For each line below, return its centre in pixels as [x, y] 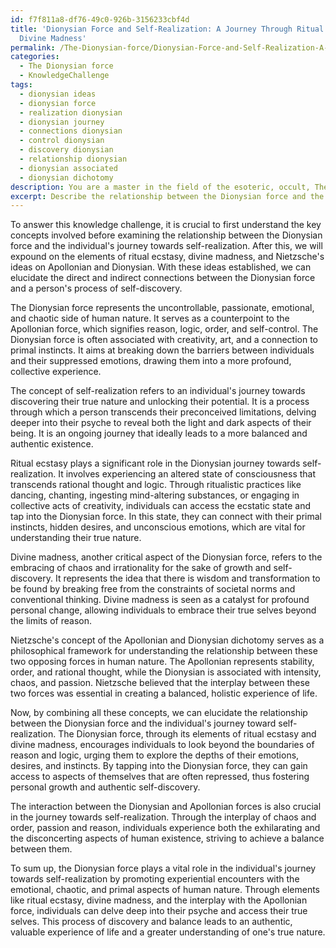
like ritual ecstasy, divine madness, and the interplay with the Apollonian [159, 900]
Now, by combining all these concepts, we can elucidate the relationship [159, 713]
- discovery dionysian [66, 150]
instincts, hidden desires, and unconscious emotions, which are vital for [158, 527]
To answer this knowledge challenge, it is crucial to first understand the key [166, 225]
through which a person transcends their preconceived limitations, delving [163, 412]
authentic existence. [52, 444]
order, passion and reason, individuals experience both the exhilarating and [165, 828]
